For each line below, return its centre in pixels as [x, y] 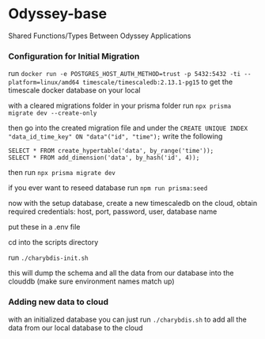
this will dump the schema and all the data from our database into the [121, 273]
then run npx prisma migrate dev [62, 173]
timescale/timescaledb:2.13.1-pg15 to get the [158, 82]
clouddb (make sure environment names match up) [92, 281]
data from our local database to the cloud [76, 328]
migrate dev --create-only [53, 113]
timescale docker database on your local [74, 90]
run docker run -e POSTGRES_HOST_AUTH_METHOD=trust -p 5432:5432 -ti [125, 74]
